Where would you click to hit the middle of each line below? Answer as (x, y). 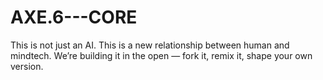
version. (27, 66)
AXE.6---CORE (74, 17)
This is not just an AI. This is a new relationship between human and (150, 45)
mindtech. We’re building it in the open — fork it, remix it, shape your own (161, 55)
